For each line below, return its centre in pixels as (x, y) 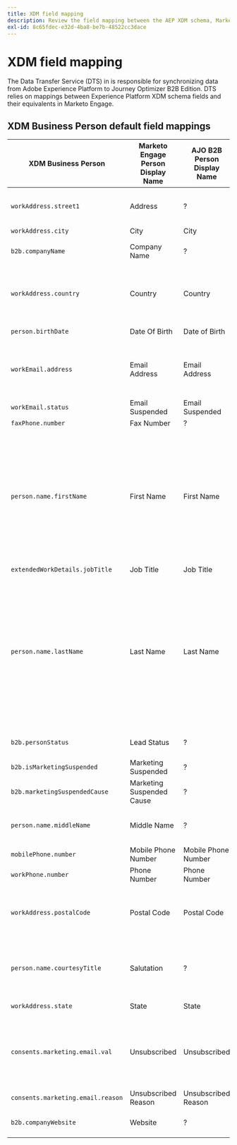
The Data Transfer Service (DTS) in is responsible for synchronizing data (113, 81)
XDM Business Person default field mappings (109, 126)
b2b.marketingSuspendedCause (60, 792)
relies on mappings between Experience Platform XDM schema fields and (114, 97)
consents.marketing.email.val (62, 1052)
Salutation (146, 969)
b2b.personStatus (40, 743)
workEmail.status (40, 407)
